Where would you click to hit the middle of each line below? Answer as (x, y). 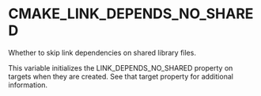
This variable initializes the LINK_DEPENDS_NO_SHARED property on (121, 67)
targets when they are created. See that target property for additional (121, 76)
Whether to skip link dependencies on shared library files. (102, 52)
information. (28, 85)
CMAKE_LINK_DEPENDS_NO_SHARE (131, 14)
